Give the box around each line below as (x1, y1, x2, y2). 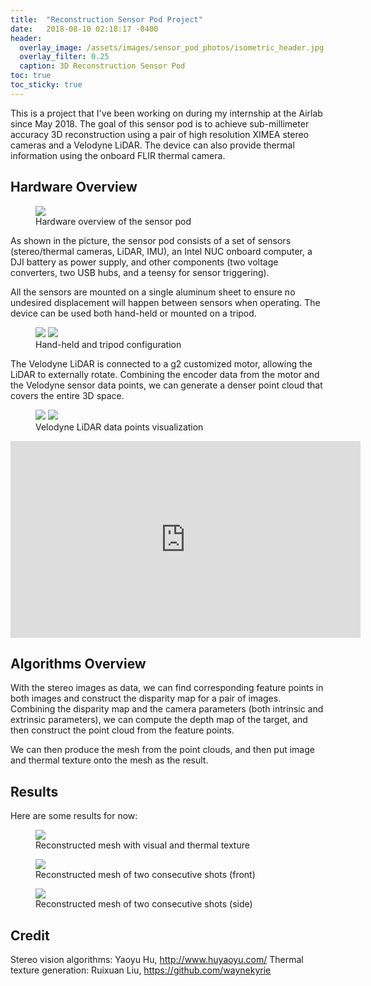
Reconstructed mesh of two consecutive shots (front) (35, 869, 256, 881)
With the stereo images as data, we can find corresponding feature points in (10, 682, 324, 694)
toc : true (10, 71, 52, 81)
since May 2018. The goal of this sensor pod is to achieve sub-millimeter (10, 117, 310, 130)
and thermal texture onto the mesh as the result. (10, 754, 209, 766)
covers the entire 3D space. (10, 389, 125, 401)
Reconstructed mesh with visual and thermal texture (35, 839, 250, 851)
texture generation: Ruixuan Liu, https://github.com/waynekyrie (10, 964, 272, 976)
